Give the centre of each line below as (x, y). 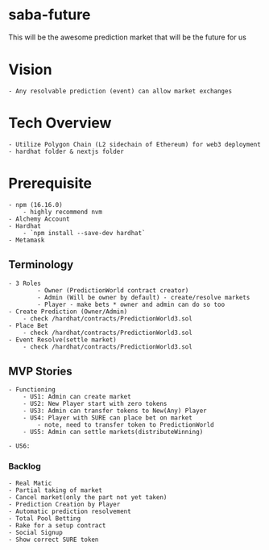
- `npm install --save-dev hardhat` (85, 233)
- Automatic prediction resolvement (70, 511)
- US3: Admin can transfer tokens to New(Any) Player (115, 411)
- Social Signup (35, 532)
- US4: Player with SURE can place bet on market (108, 418)
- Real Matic (30, 483)
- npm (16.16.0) (35, 205)
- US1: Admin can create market (77, 397)
